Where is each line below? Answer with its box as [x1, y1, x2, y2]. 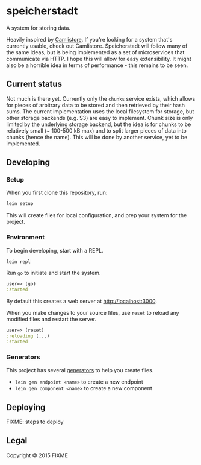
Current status [6, 79, 62, 89]
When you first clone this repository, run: [6, 189, 108, 197]
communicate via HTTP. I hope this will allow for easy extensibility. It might [6, 55, 191, 62]
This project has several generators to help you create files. [6, 367, 154, 374]
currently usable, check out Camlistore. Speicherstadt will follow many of [6, 42, 188, 49]
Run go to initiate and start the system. [6, 270, 101, 277]
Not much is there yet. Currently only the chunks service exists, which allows [6, 95, 196, 102]
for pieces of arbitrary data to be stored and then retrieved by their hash [6, 101, 185, 109]
